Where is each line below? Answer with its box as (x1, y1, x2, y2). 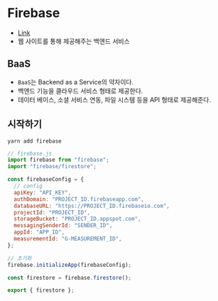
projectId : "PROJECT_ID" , (13, 209, 91, 216)
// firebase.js (7, 150, 53, 157)
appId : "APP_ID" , (13, 229, 65, 236)
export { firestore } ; (7, 287, 75, 294)
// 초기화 (7, 254, 32, 262)
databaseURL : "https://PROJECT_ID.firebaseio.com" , (13, 202, 170, 209)
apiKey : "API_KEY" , (13, 189, 72, 196)
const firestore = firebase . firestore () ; (7, 274, 132, 281)
